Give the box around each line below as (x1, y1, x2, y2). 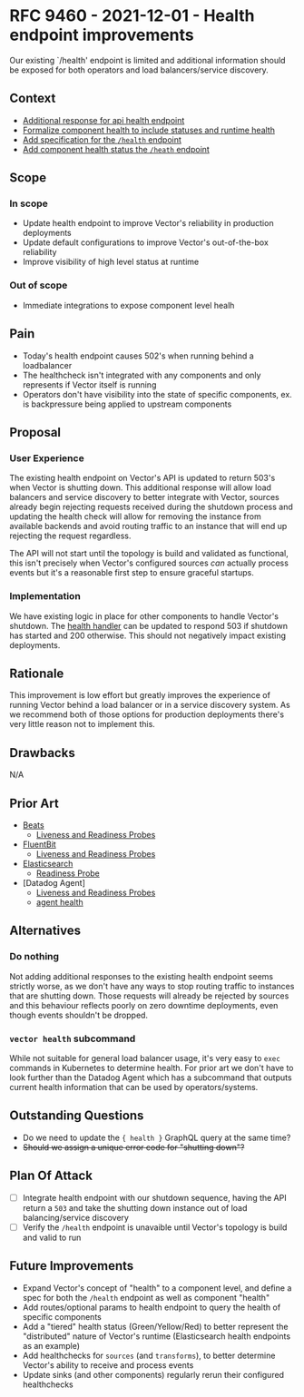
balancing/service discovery (22, 1212, 130, 1223)
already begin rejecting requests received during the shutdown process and (9, 501, 293, 513)
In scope (9, 197, 48, 210)
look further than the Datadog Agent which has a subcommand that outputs (9, 1072, 292, 1083)
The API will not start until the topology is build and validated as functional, (9, 548, 289, 559)
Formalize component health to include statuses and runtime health (22, 124, 275, 135)
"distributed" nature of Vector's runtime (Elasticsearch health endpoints (22, 1331, 291, 1342)
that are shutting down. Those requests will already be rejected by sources (9, 990, 289, 1001)
